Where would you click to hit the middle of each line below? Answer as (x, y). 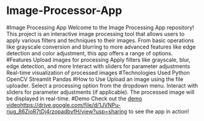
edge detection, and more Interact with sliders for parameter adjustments (98, 66)
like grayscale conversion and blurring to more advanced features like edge (101, 47)
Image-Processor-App (64, 11)
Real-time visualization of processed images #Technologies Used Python (98, 72)
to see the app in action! (159, 111)
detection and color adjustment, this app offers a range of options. (90, 53)
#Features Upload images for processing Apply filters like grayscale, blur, (98, 60)
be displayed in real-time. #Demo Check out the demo (74, 99)
